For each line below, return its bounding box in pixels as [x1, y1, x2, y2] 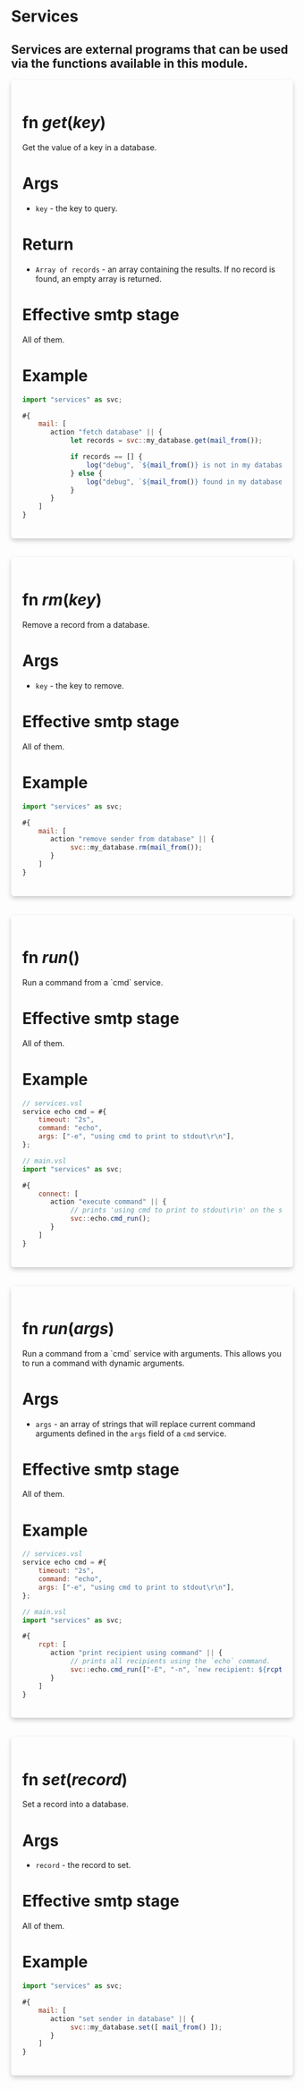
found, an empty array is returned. [35, 273, 163, 283]
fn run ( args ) [22, 1318, 115, 1339]
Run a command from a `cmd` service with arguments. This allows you [22, 1348, 282, 1358]
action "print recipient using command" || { [50, 1648, 223, 1658]
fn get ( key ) [22, 113, 106, 133]
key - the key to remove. [35, 680, 124, 690]
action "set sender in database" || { [50, 2014, 195, 2023]
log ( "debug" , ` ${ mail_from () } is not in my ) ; [86, 461, 300, 469]
